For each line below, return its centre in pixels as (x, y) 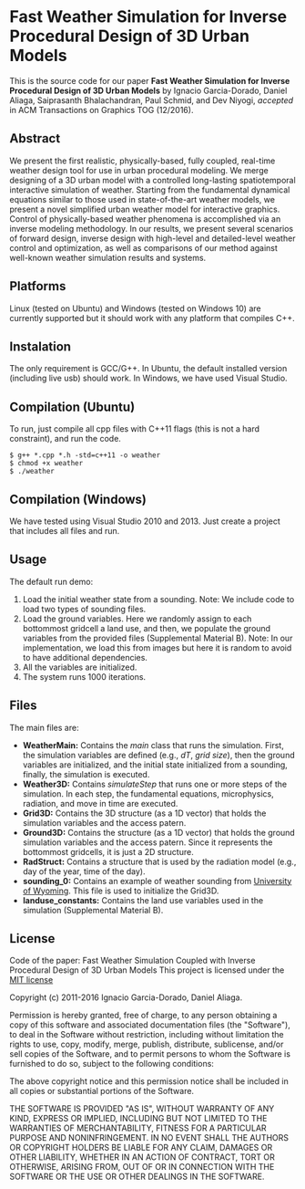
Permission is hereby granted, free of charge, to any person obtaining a (143, 1016)
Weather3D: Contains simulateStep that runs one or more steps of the (155, 784)
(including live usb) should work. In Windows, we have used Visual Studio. (149, 378)
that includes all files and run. (65, 531)
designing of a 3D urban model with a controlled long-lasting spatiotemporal (152, 180)
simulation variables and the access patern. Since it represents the (147, 842)
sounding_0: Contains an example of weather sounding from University (157, 881)
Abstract (35, 139)
